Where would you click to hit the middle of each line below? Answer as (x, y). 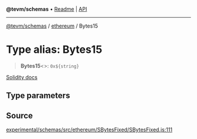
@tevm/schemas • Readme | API (47, 9)
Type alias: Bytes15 (54, 50)
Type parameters (38, 96)
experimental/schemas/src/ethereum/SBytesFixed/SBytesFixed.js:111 (89, 130)
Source (20, 115)
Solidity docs (22, 77)
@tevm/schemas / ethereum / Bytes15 (52, 26)
